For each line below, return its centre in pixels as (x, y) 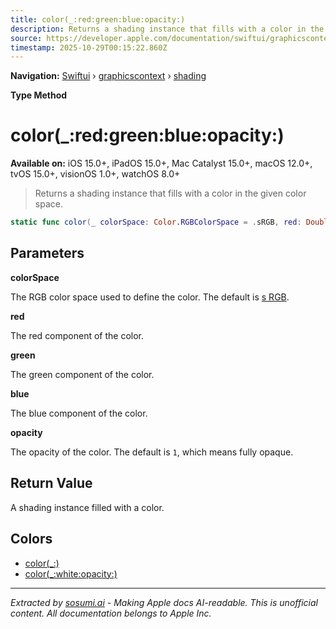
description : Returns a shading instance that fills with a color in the (167, 29)
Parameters (47, 253)
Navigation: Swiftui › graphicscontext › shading (108, 76)
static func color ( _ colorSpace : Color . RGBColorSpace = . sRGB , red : (156, 222)
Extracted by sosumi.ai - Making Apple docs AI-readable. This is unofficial (164, 602)
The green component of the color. (82, 374)
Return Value (51, 483)
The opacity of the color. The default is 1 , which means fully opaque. (152, 452)
